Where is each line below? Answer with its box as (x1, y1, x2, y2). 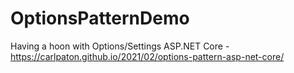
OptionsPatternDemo (10, 7, 190, 30)
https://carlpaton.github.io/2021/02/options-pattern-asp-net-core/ (10, 50, 285, 62)
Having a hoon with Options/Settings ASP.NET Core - (10, 40, 230, 52)
